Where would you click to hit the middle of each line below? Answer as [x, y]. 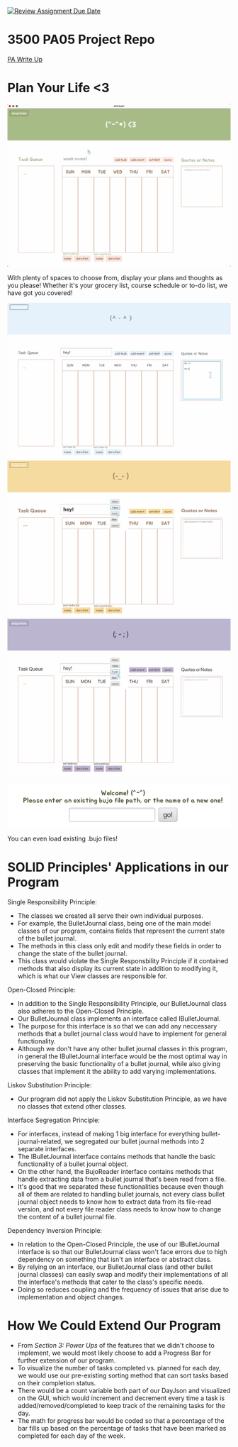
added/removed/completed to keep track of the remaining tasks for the [121, 1405]
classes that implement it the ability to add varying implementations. [117, 1071]
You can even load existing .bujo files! [63, 839]
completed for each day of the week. [72, 1436]
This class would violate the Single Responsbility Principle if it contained [123, 960]
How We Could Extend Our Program [114, 1326]
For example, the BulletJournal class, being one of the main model [114, 923]
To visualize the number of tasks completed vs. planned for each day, [119, 1368]
